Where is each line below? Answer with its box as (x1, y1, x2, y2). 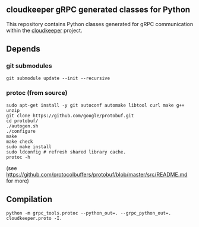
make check (6, 139, 33, 145)
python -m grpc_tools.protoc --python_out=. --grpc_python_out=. (6, 210, 171, 216)
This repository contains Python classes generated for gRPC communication (6, 20, 194, 27)
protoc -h (6, 154, 31, 160)
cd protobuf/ (6, 118, 39, 124)
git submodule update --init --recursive (6, 75, 110, 81)
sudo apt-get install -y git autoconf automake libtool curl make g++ (6, 102, 185, 108)
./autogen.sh (6, 123, 39, 129)
